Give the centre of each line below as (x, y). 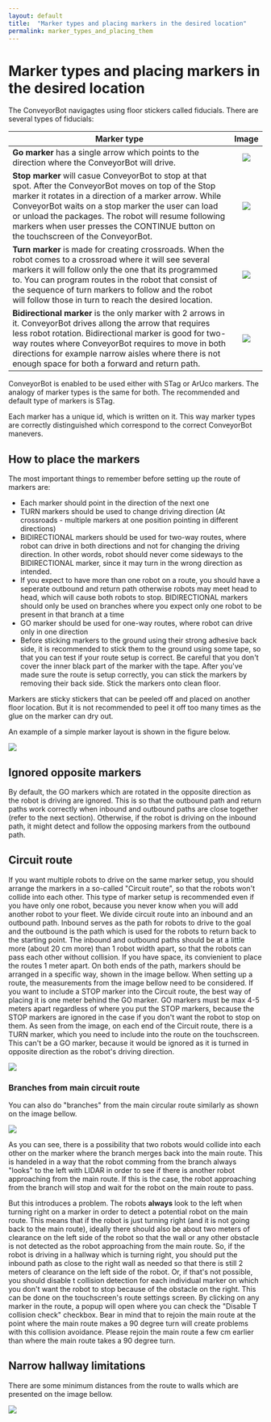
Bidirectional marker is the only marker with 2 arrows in (119, 314)
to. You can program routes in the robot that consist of (115, 280)
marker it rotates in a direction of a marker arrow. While (117, 196)
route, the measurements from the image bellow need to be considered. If (131, 982)
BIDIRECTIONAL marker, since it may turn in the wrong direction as (131, 563)
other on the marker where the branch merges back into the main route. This (135, 1154)
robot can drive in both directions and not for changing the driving (130, 546)
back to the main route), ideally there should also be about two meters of (129, 1229)
